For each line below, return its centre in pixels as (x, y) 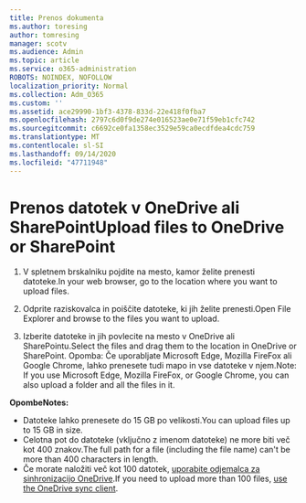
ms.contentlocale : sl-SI (57, 145)
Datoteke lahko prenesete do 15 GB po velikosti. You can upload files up (156, 421)
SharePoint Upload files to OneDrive (147, 227)
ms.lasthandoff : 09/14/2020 (63, 154)
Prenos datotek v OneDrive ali (125, 208)
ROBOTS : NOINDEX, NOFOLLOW (61, 78)
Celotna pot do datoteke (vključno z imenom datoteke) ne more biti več (156, 440)
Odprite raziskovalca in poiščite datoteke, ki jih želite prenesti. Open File (157, 309)
